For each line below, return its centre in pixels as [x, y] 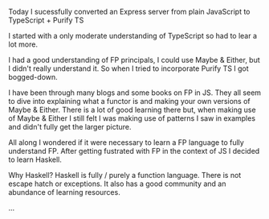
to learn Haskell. [35, 159]
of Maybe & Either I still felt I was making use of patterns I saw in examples [132, 118]
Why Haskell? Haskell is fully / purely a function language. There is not [125, 175]
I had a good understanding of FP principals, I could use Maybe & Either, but [134, 60]
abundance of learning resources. [64, 192]
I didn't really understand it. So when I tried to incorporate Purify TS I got [128, 68]
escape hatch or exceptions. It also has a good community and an [117, 184]
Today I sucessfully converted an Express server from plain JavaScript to [129, 12]
